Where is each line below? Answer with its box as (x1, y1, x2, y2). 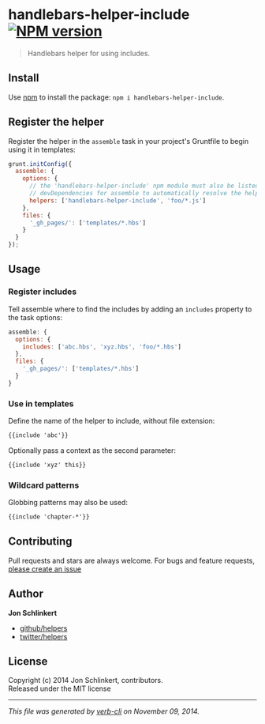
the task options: (8, 312, 63, 322)
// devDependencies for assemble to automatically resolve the (28, 190, 242, 198)
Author (8, 587, 43, 601)
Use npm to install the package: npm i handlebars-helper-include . (8, 92, 225, 102)
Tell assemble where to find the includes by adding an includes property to (8, 304, 252, 314)
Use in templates (8, 398, 74, 409)
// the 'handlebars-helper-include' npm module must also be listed (28, 182, 259, 190)
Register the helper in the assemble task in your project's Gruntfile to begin (8, 136, 249, 145)
